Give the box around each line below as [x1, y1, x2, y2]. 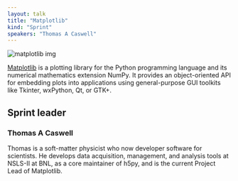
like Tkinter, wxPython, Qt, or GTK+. [7, 86, 112, 94]
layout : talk [7, 10, 46, 18]
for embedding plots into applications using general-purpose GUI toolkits [7, 79, 222, 87]
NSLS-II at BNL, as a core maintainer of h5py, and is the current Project [7, 159, 216, 168]
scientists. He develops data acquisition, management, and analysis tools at [7, 151, 229, 160]
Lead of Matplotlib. [7, 166, 63, 175]
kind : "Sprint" [7, 23, 53, 31]
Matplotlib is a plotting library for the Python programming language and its [7, 63, 227, 72]
